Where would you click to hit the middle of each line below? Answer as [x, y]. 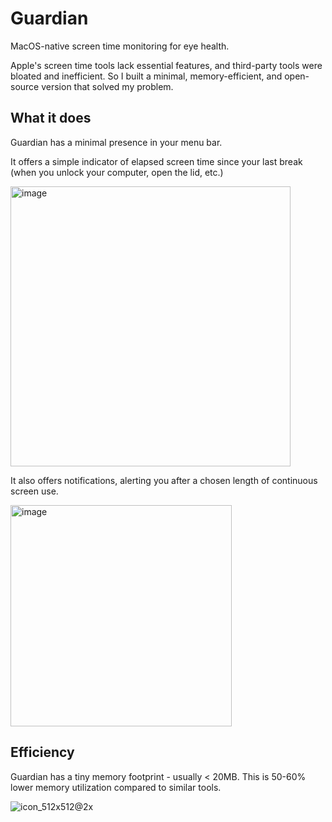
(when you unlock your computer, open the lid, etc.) [117, 172]
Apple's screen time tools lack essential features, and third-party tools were [166, 65]
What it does [51, 118]
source [25, 86]
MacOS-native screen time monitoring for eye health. [120, 46]
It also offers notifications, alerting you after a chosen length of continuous [164, 480]
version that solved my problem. [107, 86]
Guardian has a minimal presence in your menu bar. [116, 142]
